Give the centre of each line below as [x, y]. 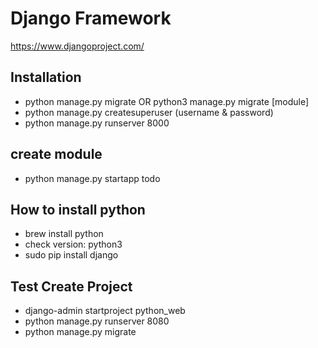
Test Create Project [71, 286]
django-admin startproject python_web [105, 311]
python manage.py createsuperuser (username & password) [149, 112]
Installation [46, 77]
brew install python [64, 234]
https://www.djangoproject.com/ [77, 46]
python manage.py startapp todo [92, 178]
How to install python [78, 209]
